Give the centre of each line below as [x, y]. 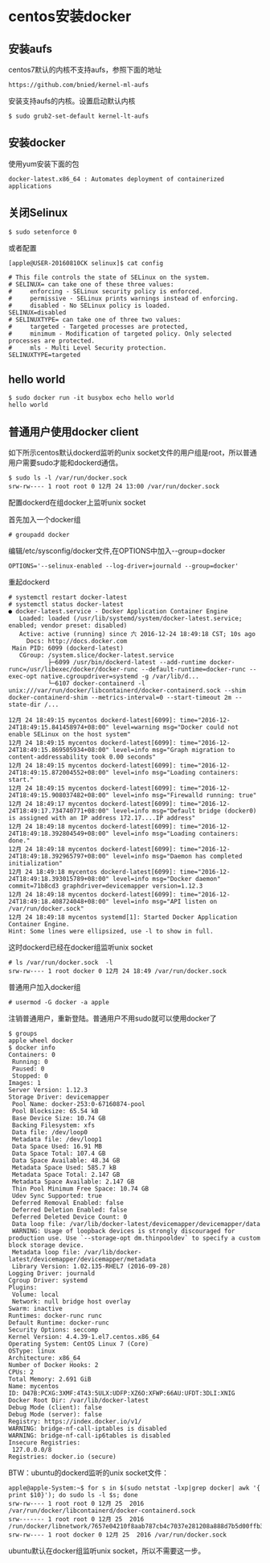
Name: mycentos [34, 1386]
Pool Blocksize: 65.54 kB [55, 1112]
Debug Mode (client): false [55, 1407]
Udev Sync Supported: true [57, 1196]
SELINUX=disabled [37, 312]
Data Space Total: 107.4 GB [59, 1154]
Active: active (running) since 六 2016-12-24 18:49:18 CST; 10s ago [137, 634]
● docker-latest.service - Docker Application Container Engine [118, 612]
